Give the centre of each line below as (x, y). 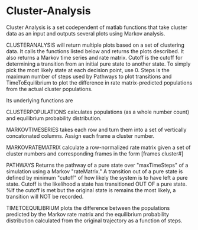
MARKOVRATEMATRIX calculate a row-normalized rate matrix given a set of (98, 147)
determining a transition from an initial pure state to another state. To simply (98, 64)
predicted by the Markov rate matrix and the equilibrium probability (88, 214)
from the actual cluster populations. (49, 89)
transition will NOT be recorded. (45, 196)
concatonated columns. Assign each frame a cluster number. (80, 136)
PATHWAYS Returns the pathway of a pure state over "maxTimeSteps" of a (97, 165)
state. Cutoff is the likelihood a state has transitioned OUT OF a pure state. (97, 184)
